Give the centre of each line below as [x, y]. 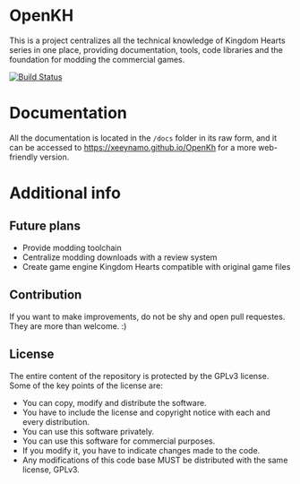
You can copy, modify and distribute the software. [115, 402]
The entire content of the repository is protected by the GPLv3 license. [139, 376]
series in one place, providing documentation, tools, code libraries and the [146, 49]
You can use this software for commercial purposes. [119, 441]
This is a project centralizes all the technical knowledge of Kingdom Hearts [147, 40]
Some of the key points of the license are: [86, 385]
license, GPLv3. [51, 469]
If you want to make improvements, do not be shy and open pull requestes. [147, 316]
